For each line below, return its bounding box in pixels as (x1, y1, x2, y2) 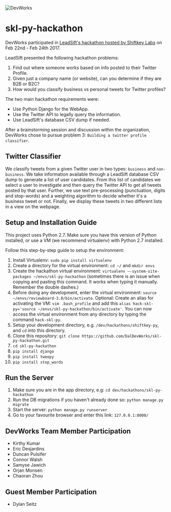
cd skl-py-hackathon (12, 344, 56, 349)
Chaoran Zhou (12, 473, 43, 479)
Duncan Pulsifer (12, 451, 47, 458)
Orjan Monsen (12, 467, 43, 473)
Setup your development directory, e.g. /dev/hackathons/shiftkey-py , (12, 322, 159, 328)
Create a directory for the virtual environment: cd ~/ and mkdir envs (12, 262, 155, 268)
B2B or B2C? (12, 80, 40, 87)
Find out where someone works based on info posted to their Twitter (12, 64, 157, 71)
